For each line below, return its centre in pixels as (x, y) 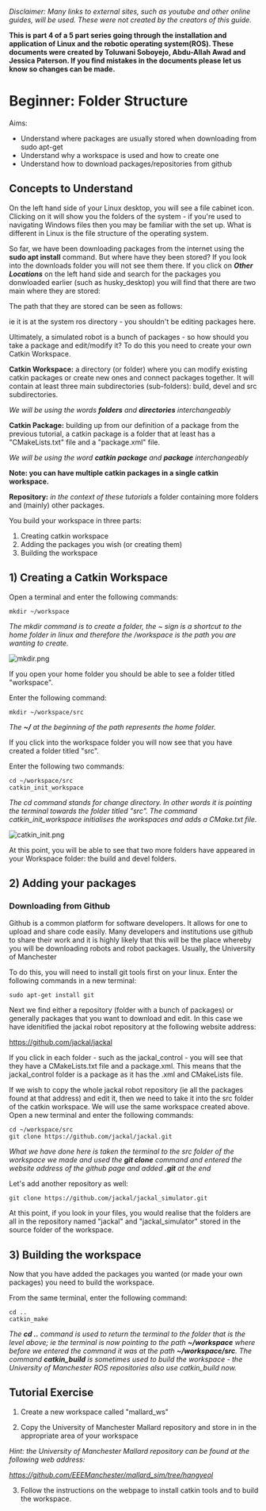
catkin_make (28, 1320)
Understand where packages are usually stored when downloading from (138, 138)
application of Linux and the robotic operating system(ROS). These (122, 44)
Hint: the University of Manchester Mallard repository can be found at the (129, 1451)
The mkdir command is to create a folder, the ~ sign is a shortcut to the (125, 626)
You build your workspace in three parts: (75, 520)
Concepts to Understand (71, 189)
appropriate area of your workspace (79, 1436)
